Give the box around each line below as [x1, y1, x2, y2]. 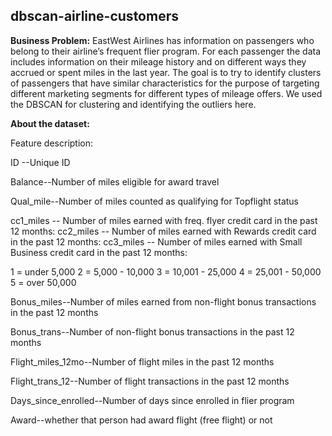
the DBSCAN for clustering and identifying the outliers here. [10, 98, 257, 110]
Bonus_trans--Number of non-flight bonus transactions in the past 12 [10, 325, 295, 338]
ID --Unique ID [10, 156, 71, 168]
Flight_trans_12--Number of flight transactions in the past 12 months [10, 375, 290, 387]
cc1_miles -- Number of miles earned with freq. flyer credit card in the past [10, 214, 318, 226]
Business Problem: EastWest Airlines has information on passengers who [10, 34, 315, 46]
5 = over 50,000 [10, 276, 77, 288]
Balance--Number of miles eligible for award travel [10, 175, 220, 188]
